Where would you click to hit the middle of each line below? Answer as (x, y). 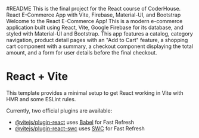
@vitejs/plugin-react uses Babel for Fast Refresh (74, 122)
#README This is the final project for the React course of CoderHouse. (94, 9)
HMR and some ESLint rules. (41, 99)
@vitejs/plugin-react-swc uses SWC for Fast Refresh (80, 128)
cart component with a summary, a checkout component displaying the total (100, 46)
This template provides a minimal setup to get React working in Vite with (95, 93)
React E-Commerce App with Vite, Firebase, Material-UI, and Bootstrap (94, 15)
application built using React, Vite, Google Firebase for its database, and (95, 27)
